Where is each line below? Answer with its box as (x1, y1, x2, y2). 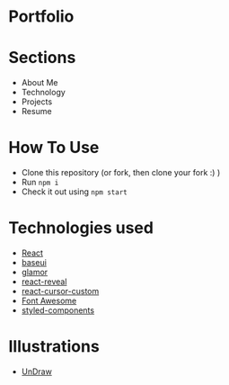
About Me (21, 77, 59, 88)
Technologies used (8, 218, 154, 238)
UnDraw (21, 366, 53, 377)
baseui (21, 257, 47, 267)
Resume (21, 106, 52, 117)
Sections (8, 48, 76, 68)
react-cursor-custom (21, 286, 100, 296)
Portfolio (8, 6, 75, 27)
